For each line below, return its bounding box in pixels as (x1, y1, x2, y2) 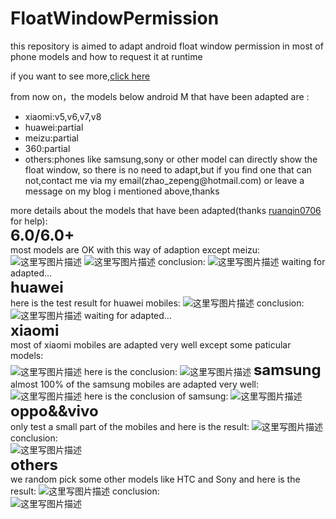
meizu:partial (24, 132, 79, 144)
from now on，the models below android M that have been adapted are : (10, 90, 310, 102)
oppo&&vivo (10, 401, 99, 421)
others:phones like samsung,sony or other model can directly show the (24, 153, 318, 165)
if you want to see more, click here (10, 70, 151, 82)
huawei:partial (24, 121, 84, 133)
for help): (10, 215, 48, 227)
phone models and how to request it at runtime (10, 50, 203, 62)
